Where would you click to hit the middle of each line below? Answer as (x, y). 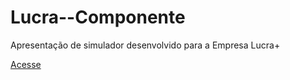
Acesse (26, 64)
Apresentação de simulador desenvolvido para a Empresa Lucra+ (145, 45)
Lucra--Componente (98, 17)
